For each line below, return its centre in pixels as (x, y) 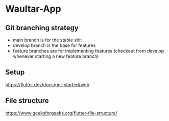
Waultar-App (33, 9)
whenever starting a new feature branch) (56, 56)
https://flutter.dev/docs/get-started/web (47, 84)
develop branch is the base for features (54, 45)
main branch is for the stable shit (47, 40)
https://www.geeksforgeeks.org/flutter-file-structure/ (61, 113)
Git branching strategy (42, 28)
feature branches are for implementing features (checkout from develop (88, 51)
